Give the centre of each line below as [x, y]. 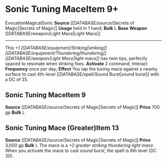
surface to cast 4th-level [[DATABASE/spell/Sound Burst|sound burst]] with [82, 74]
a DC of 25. [17, 79]
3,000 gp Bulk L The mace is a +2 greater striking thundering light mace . [80, 145]
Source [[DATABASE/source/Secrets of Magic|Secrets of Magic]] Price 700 [83, 107]
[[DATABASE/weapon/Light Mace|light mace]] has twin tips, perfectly [76, 58]
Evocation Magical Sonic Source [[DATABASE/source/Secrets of [70, 23]
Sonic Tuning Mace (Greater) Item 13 [62, 128]
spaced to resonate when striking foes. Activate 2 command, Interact [76, 64]
